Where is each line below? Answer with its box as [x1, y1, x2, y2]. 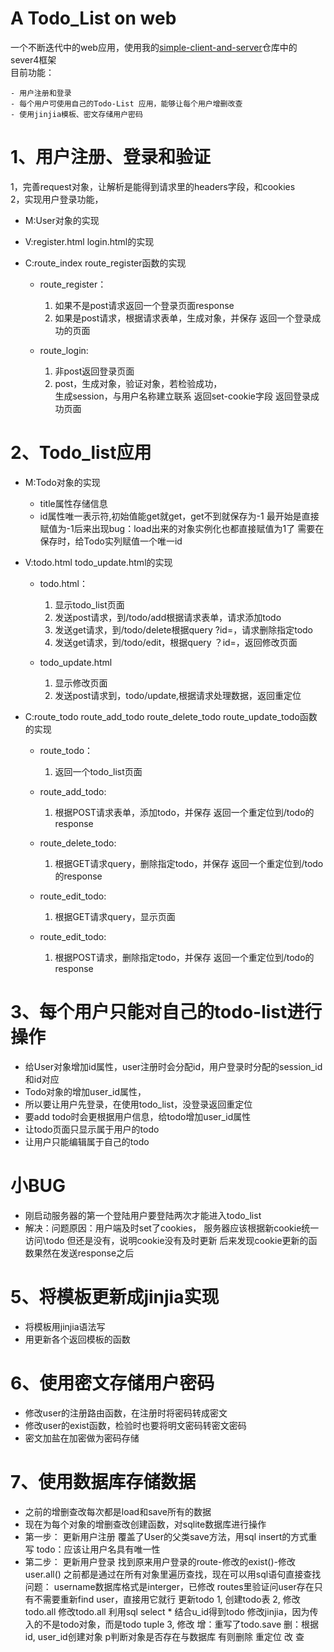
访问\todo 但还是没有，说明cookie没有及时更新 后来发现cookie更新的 [24, 1234, 309, 1246]
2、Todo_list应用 [10, 442, 152, 464]
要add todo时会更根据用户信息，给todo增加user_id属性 [24, 1110, 252, 1122]
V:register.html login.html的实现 [24, 235, 155, 247]
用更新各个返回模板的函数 [24, 1333, 131, 1345]
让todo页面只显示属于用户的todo [24, 1123, 160, 1135]
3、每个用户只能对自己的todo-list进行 [10, 1001, 323, 1023]
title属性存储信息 [39, 497, 108, 509]
